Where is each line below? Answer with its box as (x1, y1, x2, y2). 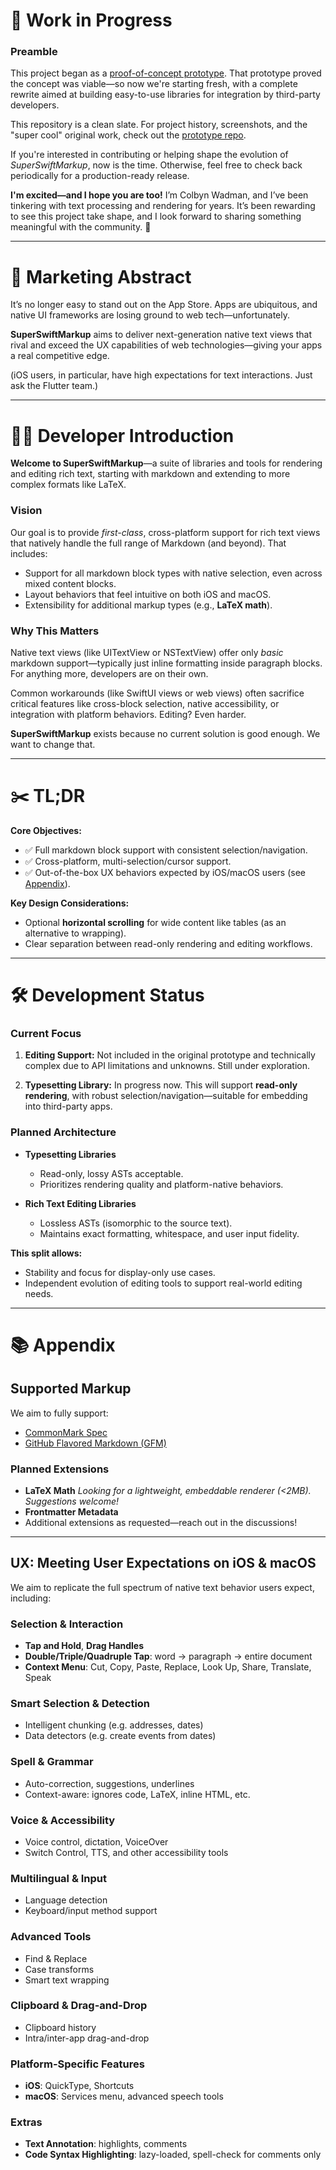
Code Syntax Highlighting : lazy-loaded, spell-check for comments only (24, 2149, 322, 2161)
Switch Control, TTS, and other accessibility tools (24, 1846, 229, 1858)
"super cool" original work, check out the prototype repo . (10, 129, 247, 141)
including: (10, 1592, 52, 1604)
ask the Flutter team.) (10, 380, 99, 392)
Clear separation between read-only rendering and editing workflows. (24, 937, 313, 949)
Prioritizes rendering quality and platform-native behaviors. (39, 1178, 284, 1190)
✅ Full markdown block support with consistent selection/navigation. (24, 844, 308, 856)
